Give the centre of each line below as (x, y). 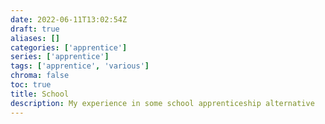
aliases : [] (35, 38)
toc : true (31, 85)
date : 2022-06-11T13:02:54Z (69, 19)
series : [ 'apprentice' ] (60, 57)
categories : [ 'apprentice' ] (69, 47)
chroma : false (40, 76)
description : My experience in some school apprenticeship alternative (162, 103)
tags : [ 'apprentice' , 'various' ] (80, 66)
